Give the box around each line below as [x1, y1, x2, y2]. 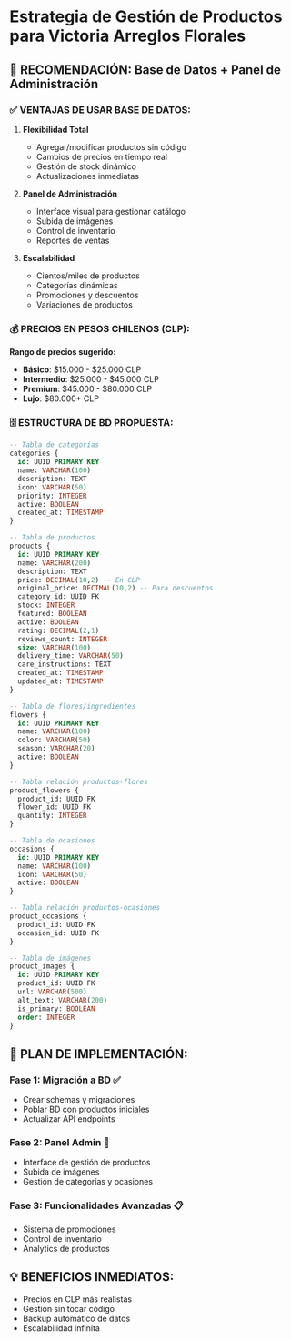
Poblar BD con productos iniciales [22, 1104, 150, 1115]
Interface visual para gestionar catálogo [35, 206, 186, 217]
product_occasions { [9, 912, 88, 921]
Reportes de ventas [35, 235, 110, 246]
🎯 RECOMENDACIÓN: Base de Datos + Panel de [9, 62, 282, 77]
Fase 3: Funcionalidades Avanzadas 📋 [9, 1199, 184, 1212]
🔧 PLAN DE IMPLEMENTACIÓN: [9, 1046, 188, 1062]
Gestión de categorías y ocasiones [22, 1176, 153, 1187]
